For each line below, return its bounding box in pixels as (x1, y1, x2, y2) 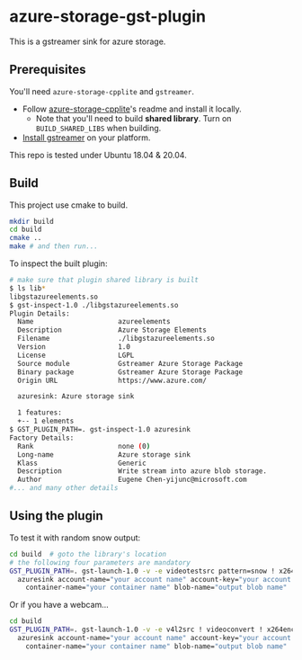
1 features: (17, 408, 63, 417)
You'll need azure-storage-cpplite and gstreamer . (9, 85, 195, 96)
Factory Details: (9, 433, 75, 442)
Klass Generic (17, 459, 147, 468)
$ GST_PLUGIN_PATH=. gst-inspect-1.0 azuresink (9, 425, 191, 434)
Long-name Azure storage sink (17, 450, 191, 459)
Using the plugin (9, 508, 103, 523)
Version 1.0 (17, 343, 130, 352)
